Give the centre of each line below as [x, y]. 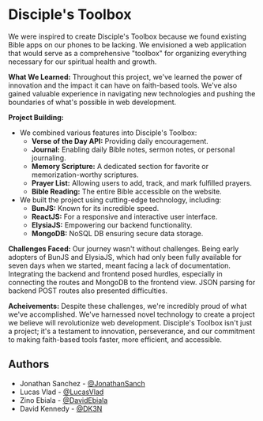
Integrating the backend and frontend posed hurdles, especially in [115, 273]
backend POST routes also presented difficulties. [88, 291]
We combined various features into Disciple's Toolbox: [108, 133]
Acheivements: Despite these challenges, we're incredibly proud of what [128, 306]
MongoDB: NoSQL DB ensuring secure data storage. [117, 233]
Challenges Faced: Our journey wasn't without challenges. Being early [124, 248]
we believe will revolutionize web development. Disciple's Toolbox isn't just [130, 322]
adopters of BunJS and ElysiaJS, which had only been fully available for [125, 257]
